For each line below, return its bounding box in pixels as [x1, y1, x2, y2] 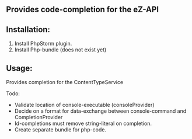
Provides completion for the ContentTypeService [6, 79, 124, 86]
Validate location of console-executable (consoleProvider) [14, 102, 155, 109]
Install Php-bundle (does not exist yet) [14, 46, 107, 53]
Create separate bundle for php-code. [14, 126, 107, 133]
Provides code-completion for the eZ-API [6, 5, 159, 15]
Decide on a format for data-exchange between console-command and [14, 107, 187, 114]
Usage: [6, 63, 33, 73]
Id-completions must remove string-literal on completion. [14, 120, 152, 127]
